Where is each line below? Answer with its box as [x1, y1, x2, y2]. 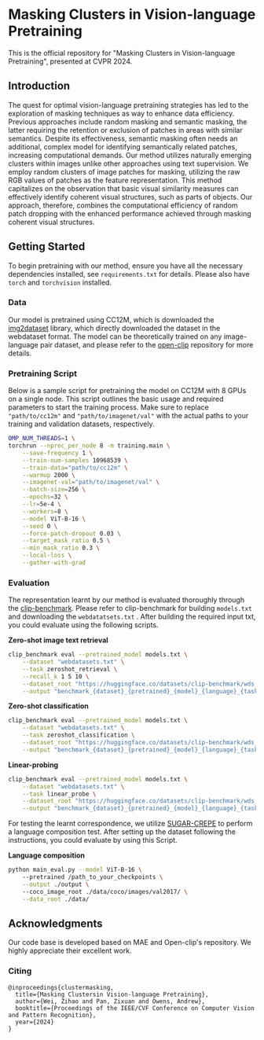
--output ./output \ [22, 880, 90, 888]
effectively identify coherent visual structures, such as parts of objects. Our [8, 192, 253, 201]
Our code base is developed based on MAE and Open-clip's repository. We [8, 938, 251, 947]
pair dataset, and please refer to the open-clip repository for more [39, 340, 254, 349]
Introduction [8, 79, 71, 93]
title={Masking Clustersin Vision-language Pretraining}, [15, 990, 210, 998]
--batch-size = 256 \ [22, 486, 86, 494]
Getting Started [8, 240, 86, 253]
